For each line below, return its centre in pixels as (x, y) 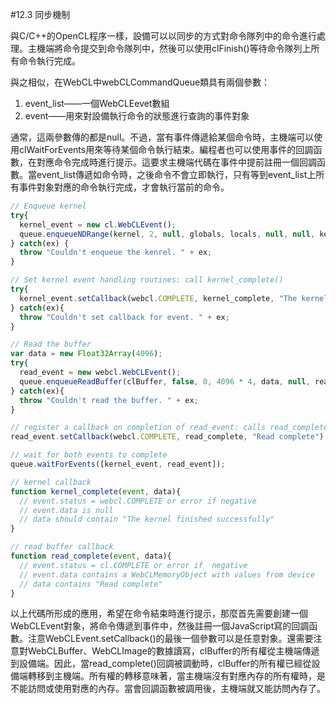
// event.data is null (66, 510)
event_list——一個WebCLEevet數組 (97, 103)
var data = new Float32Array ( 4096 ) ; (86, 354)
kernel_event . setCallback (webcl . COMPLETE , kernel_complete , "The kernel (174, 298)
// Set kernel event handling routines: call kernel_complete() (147, 280)
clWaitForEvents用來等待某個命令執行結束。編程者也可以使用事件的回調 (166, 149)
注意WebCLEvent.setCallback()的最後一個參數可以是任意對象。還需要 (170, 639)
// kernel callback (51, 482)
